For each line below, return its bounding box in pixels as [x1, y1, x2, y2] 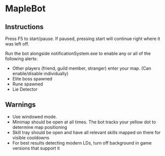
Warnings [5, 101, 36, 109]
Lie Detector [12, 86, 38, 92]
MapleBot [5, 3, 46, 14]
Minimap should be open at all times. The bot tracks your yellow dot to [12, 119, 156, 125]
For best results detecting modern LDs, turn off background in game [12, 140, 152, 146]
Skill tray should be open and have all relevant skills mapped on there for [12, 129, 161, 135]
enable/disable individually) [12, 71, 68, 77]
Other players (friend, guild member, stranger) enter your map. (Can [12, 65, 152, 71]
